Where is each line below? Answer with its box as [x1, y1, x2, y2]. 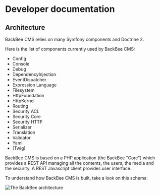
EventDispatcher [12, 77, 47, 82]
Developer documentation [5, 3, 115, 15]
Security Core [12, 114, 41, 120]
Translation [12, 130, 36, 135]
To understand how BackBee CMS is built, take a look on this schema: [5, 175, 148, 181]
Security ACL [12, 108, 40, 114]
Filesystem [12, 87, 35, 93]
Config [12, 56, 26, 62]
